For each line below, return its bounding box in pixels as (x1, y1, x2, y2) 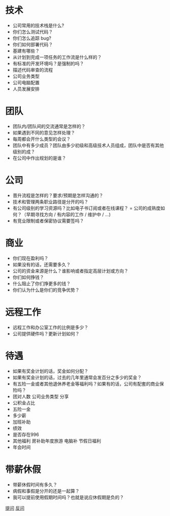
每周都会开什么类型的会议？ (12, 135, 71, 142)
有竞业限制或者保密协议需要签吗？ (12, 218, 84, 224)
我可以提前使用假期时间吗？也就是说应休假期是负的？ (12, 494, 124, 500)
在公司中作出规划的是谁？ (12, 155, 66, 161)
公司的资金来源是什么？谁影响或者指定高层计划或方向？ (12, 267, 128, 274)
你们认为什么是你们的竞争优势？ (12, 287, 80, 293)
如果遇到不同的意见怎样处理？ (12, 129, 75, 135)
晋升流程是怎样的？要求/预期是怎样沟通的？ (12, 192, 104, 198)
